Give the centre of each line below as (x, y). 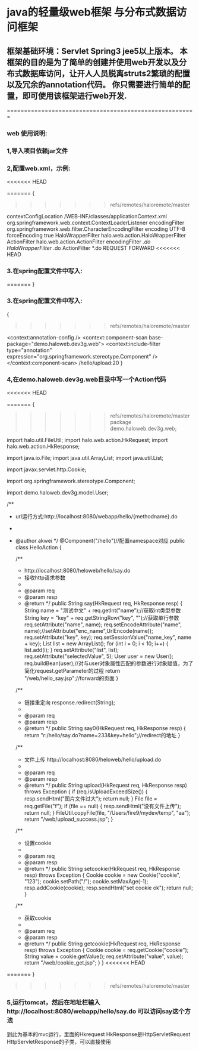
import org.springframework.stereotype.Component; (71, 481)
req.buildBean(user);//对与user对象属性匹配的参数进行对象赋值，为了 (109, 663)
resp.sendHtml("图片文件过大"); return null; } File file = (91, 799)
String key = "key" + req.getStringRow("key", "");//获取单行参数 (102, 618)
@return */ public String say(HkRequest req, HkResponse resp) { (103, 604)
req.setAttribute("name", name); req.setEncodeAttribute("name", (103, 625)
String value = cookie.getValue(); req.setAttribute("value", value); (104, 956)
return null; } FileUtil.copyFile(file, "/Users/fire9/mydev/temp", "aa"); (107, 813)
